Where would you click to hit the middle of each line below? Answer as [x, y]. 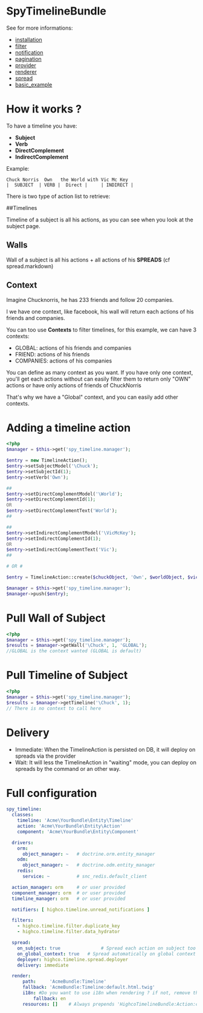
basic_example [34, 84]
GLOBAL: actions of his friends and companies [73, 348]
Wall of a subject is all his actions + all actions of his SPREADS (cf [88, 260]
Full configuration [52, 793]
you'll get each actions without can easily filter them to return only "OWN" [98, 379]
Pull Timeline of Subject [67, 675]
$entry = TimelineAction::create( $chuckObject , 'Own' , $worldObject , [96, 577]
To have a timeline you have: [42, 126]
